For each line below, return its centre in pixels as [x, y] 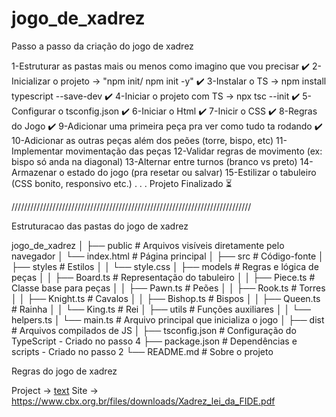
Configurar [33, 111]
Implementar [37, 151]
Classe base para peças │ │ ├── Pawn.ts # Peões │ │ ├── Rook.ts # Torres [168, 288]
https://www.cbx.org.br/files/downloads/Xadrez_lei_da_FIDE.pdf [143, 401]
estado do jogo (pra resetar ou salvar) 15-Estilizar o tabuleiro [191, 172]
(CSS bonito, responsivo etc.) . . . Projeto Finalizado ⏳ [122, 183]
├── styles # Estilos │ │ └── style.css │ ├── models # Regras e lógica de [165, 266]
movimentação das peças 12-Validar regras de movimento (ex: [194, 151]
